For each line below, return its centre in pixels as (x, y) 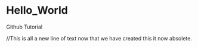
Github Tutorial (24, 27)
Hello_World (37, 10)
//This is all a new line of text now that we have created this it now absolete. (99, 38)
